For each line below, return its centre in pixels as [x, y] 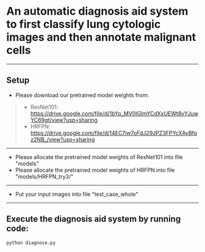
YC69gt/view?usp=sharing [64, 120]
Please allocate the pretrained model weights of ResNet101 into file [99, 157]
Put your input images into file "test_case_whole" [77, 194]
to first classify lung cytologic [84, 24]
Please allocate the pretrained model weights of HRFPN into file [95, 170]
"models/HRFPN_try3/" [44, 176]
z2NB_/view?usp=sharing [63, 139]
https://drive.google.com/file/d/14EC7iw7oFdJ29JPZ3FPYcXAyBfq [113, 133]
